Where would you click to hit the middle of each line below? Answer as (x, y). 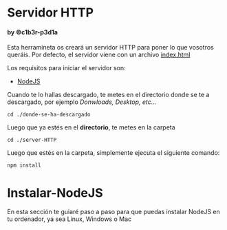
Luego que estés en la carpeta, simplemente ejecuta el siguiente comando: (113, 153)
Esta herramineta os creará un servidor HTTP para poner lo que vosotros (111, 48)
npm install (24, 166)
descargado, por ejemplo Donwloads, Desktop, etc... (82, 102)
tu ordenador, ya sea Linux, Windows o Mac (69, 219)
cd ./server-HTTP (32, 140)
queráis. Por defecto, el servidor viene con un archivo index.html (99, 55)
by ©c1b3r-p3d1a (33, 32)
